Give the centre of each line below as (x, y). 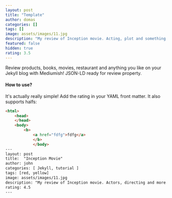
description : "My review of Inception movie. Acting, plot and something (86, 39)
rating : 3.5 (18, 53)
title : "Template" (25, 15)
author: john (19, 164)
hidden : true (19, 48)
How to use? (19, 85)
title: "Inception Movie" (34, 159)
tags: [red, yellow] (27, 173)
